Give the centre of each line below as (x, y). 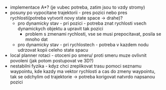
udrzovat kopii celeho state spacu (53, 50)
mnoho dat (36, 39)
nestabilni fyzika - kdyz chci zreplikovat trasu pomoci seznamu (76, 66)
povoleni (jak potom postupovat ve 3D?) (52, 61)
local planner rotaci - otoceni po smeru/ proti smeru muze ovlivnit (78, 55)
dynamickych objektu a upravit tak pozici (60, 29)
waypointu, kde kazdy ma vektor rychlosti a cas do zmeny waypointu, (83, 71)
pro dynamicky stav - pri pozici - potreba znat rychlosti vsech (82, 23)
